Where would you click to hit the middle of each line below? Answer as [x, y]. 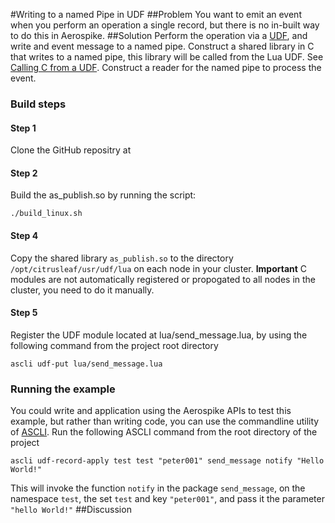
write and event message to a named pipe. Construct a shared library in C [162, 46]
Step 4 [24, 235]
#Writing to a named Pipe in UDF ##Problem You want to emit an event [156, 14]
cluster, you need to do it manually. [82, 290]
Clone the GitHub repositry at [71, 150]
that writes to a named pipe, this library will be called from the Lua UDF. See [167, 57]
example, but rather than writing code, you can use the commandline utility [165, 421]
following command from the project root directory [114, 345]
